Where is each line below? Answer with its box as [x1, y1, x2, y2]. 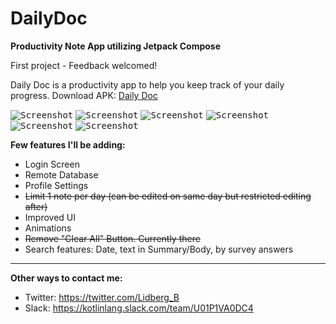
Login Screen [24, 158, 80, 170]
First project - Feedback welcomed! [10, 59, 158, 71]
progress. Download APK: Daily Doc [10, 89, 158, 101]
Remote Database [24, 168, 99, 181]
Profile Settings [24, 179, 89, 191]
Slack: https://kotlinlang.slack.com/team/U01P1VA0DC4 [24, 302, 254, 314]
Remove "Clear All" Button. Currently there [24, 232, 201, 244]
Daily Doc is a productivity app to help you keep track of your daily [10, 78, 285, 91]
